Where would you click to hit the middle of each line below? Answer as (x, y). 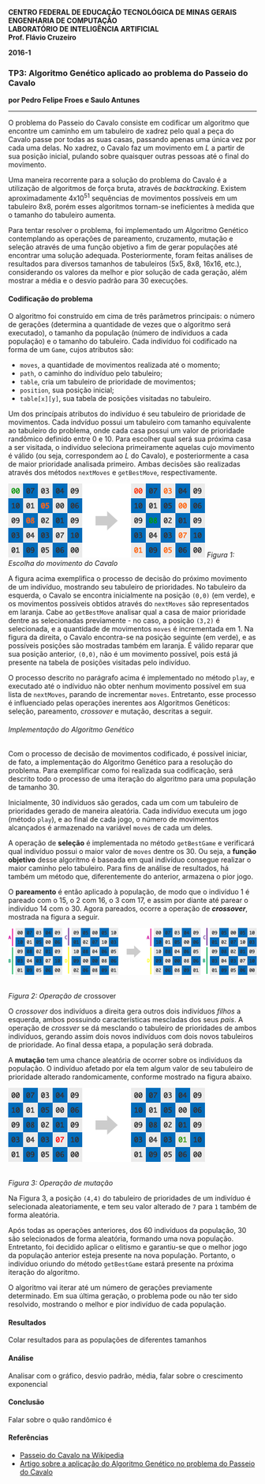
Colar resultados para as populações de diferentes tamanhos (108, 1340)
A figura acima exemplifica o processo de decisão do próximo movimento (128, 579)
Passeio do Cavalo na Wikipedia (72, 1456)
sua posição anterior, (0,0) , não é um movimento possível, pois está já (123, 654)
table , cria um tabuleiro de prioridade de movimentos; (108, 382)
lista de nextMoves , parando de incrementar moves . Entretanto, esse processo (132, 695)
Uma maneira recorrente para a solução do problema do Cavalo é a (118, 180)
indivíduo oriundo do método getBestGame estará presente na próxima (121, 1264)
